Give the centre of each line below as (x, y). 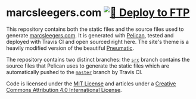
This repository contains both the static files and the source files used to (95, 29)
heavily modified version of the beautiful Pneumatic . (70, 48)
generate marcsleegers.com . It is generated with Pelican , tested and (90, 35)
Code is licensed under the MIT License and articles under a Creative (91, 84)
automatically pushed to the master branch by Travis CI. (74, 72)
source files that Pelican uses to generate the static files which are (88, 66)
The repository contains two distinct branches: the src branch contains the (98, 59)
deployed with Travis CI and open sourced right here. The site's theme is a (98, 41)
